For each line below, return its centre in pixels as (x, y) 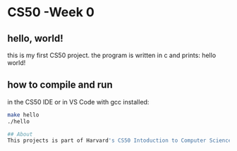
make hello (23, 115)
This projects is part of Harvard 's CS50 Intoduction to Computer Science (120, 141)
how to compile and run (60, 85)
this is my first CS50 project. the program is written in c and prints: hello (112, 55)
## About (20, 134)
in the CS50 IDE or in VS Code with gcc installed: (78, 102)
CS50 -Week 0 (51, 12)
